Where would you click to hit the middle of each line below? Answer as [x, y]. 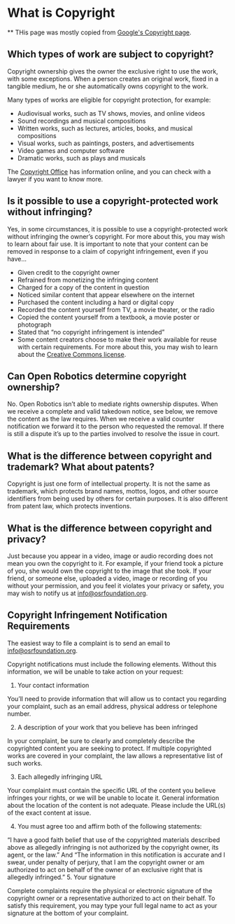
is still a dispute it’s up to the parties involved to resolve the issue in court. [114, 434]
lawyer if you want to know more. [55, 179]
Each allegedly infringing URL [60, 777]
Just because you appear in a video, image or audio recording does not [110, 556]
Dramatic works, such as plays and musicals [81, 158]
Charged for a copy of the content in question [83, 287]
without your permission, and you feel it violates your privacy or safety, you [116, 586]
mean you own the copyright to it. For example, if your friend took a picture [115, 563]
